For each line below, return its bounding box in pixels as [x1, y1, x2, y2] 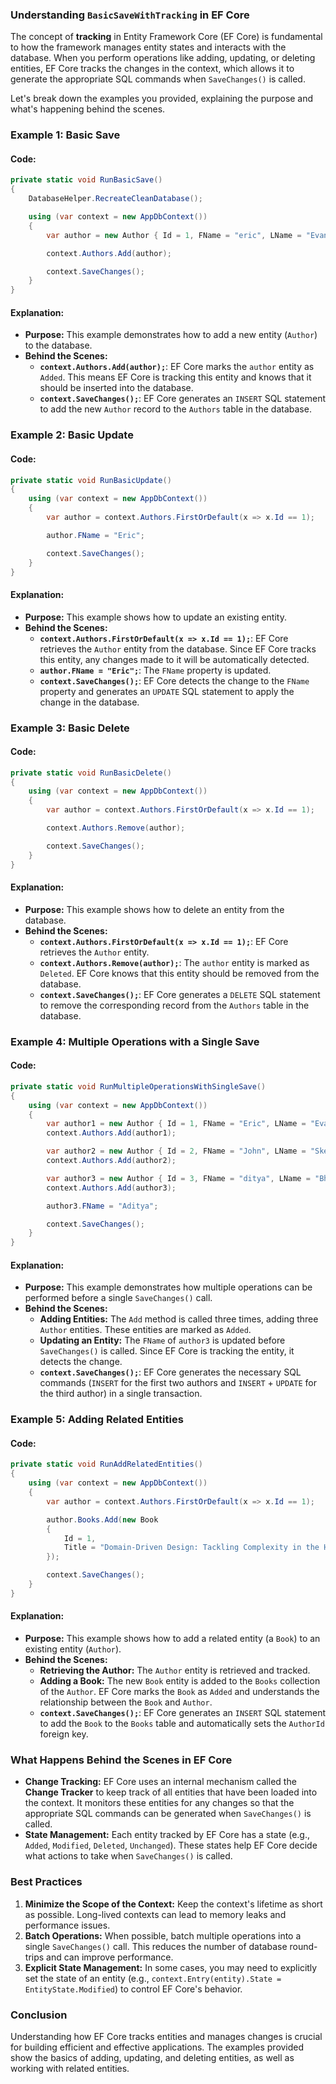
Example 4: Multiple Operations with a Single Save [10, 1034, 260, 1048]
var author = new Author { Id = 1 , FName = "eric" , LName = [46, 230, 302, 240]
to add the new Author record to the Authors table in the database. [39, 403, 312, 415]
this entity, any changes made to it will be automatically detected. [39, 653, 310, 665]
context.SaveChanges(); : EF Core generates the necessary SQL [39, 1366, 302, 1378]
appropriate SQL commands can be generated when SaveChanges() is [24, 1808, 312, 1820]
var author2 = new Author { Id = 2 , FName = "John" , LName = [46, 1146, 307, 1157]
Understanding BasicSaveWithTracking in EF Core [10, 8, 250, 22]
